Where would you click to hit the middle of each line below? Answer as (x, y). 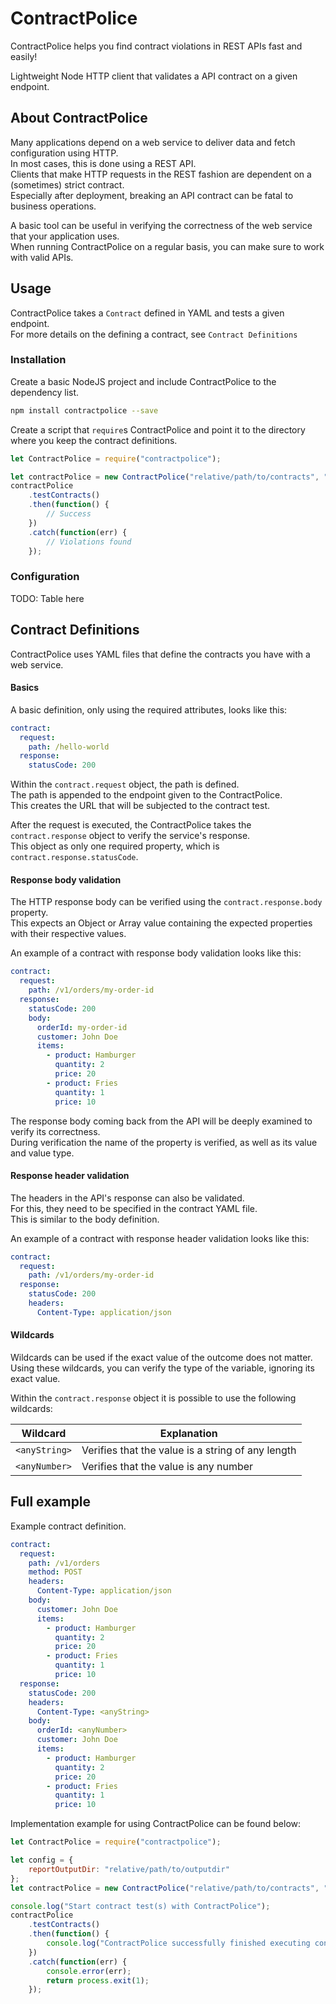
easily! (24, 56)
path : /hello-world (69, 747)
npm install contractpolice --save (84, 410)
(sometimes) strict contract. (67, 184)
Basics (25, 688)
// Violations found (89, 542)
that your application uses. (65, 236)
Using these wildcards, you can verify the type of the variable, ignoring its (162, 1368)
